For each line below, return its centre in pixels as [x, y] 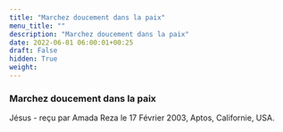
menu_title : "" [37, 26]
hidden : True [33, 59]
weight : [24, 68]
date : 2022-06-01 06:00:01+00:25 [71, 42]
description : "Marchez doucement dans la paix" [100, 34]
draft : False [33, 51]
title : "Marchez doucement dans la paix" [87, 17]
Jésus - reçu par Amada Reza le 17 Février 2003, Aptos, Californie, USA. [142, 118]
